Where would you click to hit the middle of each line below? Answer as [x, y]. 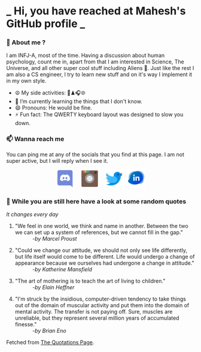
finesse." [26, 324]
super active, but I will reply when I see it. [57, 160]
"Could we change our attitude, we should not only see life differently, [101, 250]
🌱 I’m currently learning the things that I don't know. [78, 101]
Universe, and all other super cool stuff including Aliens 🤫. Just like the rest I [100, 68]
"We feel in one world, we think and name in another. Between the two [101, 226]
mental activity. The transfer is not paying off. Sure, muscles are [94, 312]
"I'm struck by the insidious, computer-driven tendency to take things [100, 299]
